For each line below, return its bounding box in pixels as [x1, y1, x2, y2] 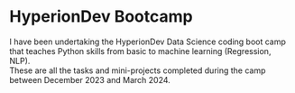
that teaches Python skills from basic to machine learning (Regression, [9, 45, 272, 56]
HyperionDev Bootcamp [9, 6, 193, 27]
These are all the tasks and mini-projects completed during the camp [9, 65, 266, 76]
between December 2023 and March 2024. [9, 74, 171, 85]
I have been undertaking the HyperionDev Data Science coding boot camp [9, 36, 287, 47]
